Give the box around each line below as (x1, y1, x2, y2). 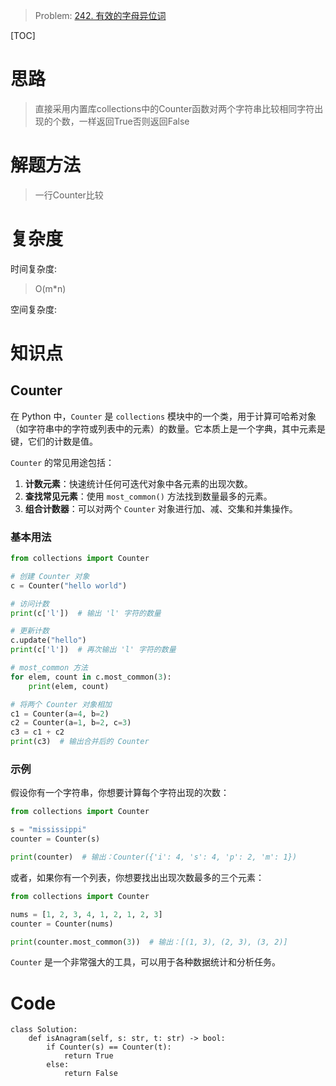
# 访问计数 (10, 599, 50, 609)
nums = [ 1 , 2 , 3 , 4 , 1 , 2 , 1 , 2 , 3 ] (10, 909, 163, 919)
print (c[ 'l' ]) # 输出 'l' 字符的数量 (10, 608, 162, 618)
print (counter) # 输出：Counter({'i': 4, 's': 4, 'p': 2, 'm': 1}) (10, 852, 298, 863)
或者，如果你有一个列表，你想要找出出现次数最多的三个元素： (10, 871, 265, 883)
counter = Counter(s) (10, 834, 101, 844)
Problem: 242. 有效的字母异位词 (34, 10, 167, 21)
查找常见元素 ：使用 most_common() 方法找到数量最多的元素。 (24, 490, 273, 502)
